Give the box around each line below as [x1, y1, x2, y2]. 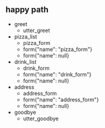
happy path [5, 5, 49, 15]
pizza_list [14, 33, 37, 40]
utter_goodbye [23, 115, 59, 122]
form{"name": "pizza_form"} [23, 46, 93, 53]
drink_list [14, 58, 37, 65]
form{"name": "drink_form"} [23, 71, 92, 78]
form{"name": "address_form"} [23, 96, 99, 103]
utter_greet [23, 27, 50, 34]
